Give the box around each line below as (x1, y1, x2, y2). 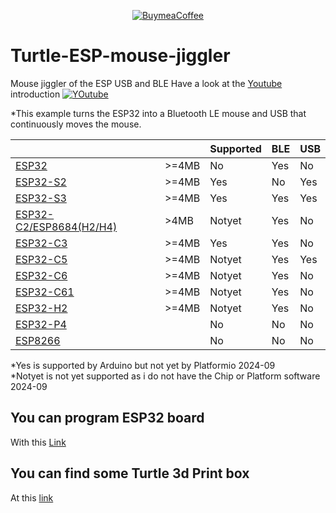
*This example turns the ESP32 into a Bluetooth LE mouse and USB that (10, 107, 307, 119)
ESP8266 (15, 333, 61, 347)
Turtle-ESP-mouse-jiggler (10, 45, 231, 67)
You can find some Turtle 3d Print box (10, 465, 250, 482)
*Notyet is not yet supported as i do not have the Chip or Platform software (10, 370, 321, 382)
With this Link (10, 436, 67, 448)
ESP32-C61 (15, 285, 75, 299)
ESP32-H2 (15, 301, 68, 315)
